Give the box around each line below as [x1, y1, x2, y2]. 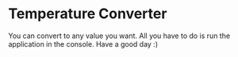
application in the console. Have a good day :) [8, 39, 159, 48]
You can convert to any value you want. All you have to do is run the [8, 31, 231, 40]
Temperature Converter [8, 5, 167, 23]
